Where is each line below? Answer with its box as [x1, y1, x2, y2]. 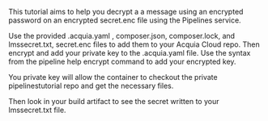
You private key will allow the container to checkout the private [8, 73, 218, 81]
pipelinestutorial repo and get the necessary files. [8, 81, 174, 90]
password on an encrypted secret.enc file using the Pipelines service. [8, 15, 241, 25]
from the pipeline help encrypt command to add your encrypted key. [8, 56, 236, 66]
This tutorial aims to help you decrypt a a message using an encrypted [8, 7, 244, 16]
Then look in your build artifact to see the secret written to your [8, 97, 219, 106]
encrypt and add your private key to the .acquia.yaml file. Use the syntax [8, 48, 251, 57]
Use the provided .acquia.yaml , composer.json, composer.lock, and [8, 31, 236, 40]
